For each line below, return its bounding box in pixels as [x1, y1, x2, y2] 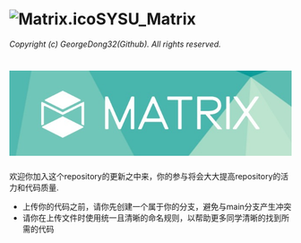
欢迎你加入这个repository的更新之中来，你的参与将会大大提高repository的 [9, 170, 281, 181]
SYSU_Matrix [95, 9, 196, 30]
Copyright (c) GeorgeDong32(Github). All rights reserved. [9, 39, 221, 49]
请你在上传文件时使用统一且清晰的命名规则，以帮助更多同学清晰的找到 [21, 212, 282, 223]
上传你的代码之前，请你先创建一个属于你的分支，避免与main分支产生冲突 [21, 201, 292, 212]
